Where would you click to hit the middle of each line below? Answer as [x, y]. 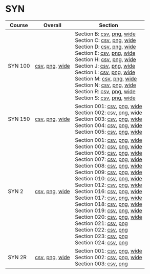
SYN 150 [19, 119]
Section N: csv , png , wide [106, 85]
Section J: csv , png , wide [105, 66]
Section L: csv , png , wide [105, 72]
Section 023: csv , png [101, 236]
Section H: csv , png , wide [106, 59]
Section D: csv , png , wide [105, 47]
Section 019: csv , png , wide [109, 210]
